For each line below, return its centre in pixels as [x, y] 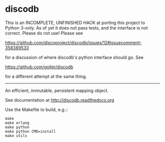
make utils [16, 136]
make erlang [17, 123]
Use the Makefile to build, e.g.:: [37, 110]
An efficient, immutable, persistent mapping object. [57, 90]
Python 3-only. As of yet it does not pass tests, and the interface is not [77, 28]
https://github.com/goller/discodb [39, 67]
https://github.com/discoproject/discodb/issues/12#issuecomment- [73, 42]
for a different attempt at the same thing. [46, 76]
